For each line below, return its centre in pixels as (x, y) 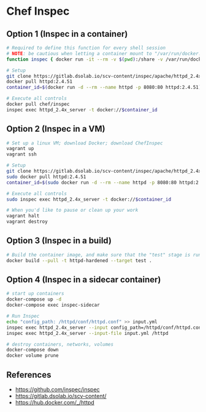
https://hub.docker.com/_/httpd (55, 403)
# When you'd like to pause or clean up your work (72, 210)
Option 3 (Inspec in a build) (59, 241)
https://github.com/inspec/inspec (57, 389)
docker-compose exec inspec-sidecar (53, 305)
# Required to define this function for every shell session (86, 48)
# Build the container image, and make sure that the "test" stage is (98, 255)
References (29, 375)
